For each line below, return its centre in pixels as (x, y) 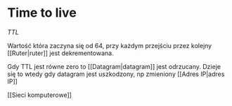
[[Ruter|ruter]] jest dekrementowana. (60, 53)
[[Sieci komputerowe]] (40, 95)
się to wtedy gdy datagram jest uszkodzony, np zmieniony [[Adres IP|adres (116, 74)
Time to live (42, 13)
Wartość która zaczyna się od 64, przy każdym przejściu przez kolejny (110, 45)
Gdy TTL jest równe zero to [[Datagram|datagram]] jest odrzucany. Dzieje (114, 66)
